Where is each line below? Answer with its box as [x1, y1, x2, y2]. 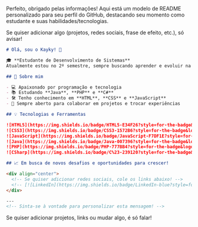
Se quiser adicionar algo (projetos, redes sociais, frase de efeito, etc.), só [6, 29, 184, 36]
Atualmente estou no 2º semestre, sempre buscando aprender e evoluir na [6, 63, 192, 69]
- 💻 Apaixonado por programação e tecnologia [6, 84, 122, 90]
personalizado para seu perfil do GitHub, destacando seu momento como [6, 11, 185, 18]
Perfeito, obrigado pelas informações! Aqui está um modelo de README [6, 5, 181, 12]
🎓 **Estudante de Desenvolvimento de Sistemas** [6, 57, 131, 63]
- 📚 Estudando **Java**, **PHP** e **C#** [6, 90, 114, 96]
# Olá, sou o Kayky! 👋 [6, 47, 62, 53]
